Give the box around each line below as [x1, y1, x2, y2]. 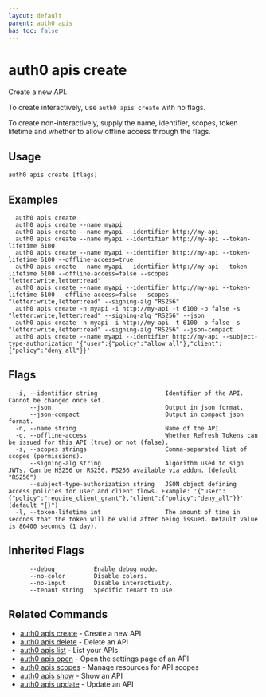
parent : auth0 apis [8, 19, 73, 27]
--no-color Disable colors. [29, 572, 148, 580]
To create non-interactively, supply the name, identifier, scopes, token [8, 118, 238, 128]
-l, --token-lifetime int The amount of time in [15, 508, 241, 516]
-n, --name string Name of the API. [15, 424, 223, 432]
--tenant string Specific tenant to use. [29, 586, 177, 594]
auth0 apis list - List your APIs [19, 646, 119, 655]
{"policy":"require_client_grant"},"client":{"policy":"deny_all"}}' [8, 494, 244, 502]
